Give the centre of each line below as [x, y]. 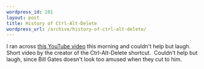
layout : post [23, 18]
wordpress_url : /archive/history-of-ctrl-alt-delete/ [77, 29]
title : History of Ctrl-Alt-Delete [52, 23]
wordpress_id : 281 [30, 12]
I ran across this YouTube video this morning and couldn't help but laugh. [99, 46]
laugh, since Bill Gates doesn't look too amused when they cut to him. [94, 59]
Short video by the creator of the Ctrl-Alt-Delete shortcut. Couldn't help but [102, 53]
